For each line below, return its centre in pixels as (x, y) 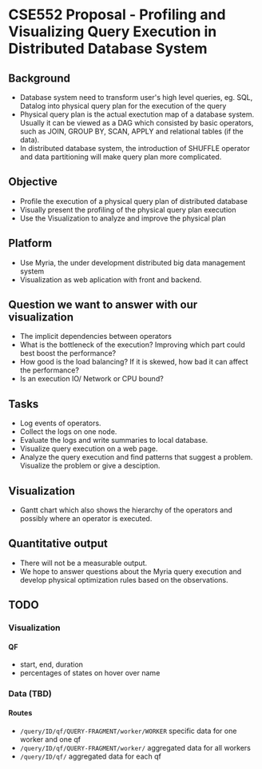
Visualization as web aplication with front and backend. (111, 279)
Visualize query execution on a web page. (89, 448)
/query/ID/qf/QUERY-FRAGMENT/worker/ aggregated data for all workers (135, 747)
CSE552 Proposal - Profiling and (117, 15)
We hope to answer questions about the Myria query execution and (131, 571)
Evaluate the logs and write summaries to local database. (114, 440)
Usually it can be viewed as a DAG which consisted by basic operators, (137, 123)
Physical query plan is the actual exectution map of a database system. (137, 114)
